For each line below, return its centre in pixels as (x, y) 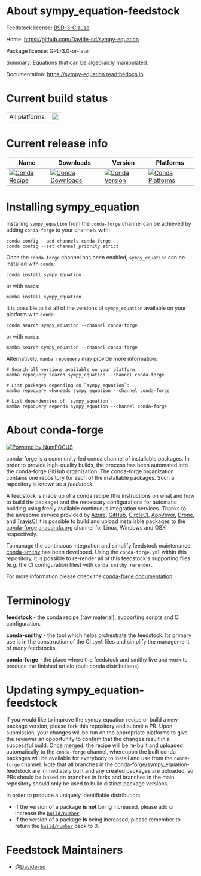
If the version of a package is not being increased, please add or (95, 806)
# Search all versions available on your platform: (72, 370)
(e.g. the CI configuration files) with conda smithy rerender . (79, 564)
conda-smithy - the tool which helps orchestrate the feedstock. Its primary (99, 635)
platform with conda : (31, 314)
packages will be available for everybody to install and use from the (89, 758)
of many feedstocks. (32, 648)
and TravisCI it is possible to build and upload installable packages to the (96, 521)
